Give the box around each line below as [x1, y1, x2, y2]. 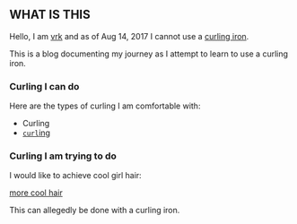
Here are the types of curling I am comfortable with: [9, 100, 201, 111]
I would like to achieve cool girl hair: [9, 170, 142, 181]
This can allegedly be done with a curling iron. [9, 205, 180, 216]
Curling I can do [9, 80, 80, 92]
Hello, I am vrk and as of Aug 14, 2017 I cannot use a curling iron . [9, 30, 249, 41]
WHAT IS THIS [9, 7, 92, 22]
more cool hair [9, 187, 63, 198]
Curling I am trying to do [9, 150, 117, 162]
